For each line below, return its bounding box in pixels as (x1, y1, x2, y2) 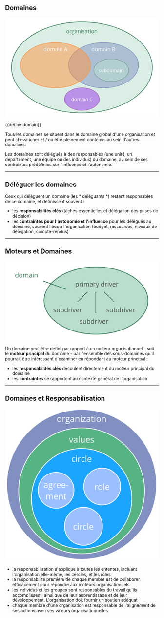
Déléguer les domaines (5, 180, 77, 188)
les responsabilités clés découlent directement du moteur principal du (12, 365, 155, 371)
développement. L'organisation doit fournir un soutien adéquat (12, 597, 138, 603)
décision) (12, 213, 31, 219)
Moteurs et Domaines (5, 247, 72, 256)
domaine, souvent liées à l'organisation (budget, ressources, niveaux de (12, 223, 157, 229)
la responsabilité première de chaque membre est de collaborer (12, 577, 140, 582)
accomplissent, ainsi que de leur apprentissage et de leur (12, 592, 128, 598)
